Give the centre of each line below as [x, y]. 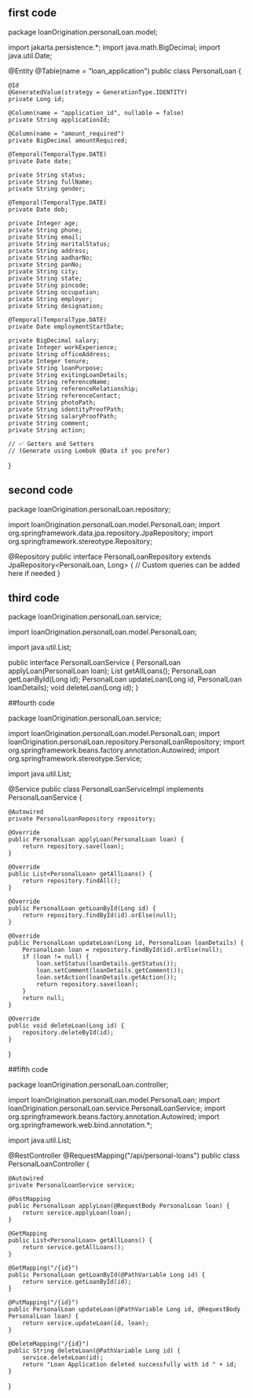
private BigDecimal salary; [54, 340]
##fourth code [31, 703]
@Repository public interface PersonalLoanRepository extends [110, 556]
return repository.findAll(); [72, 881]
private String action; [47, 430]
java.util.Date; [30, 55]
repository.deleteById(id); [68, 1033]
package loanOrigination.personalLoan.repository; [90, 509]
